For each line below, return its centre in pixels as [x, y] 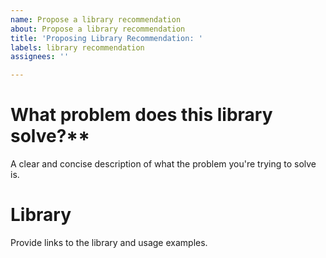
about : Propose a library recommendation [98, 29]
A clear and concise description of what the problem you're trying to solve [163, 164]
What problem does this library [141, 115]
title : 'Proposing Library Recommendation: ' [106, 38]
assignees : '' [40, 57]
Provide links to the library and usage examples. [109, 242]
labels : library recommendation [77, 47]
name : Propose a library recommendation [96, 19]
